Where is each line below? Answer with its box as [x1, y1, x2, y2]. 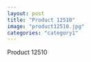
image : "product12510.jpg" [7, 23, 85, 30]
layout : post [7, 10, 45, 17]
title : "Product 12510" [7, 17, 76, 23]
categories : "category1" [7, 29, 79, 37]
